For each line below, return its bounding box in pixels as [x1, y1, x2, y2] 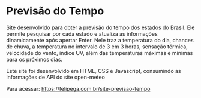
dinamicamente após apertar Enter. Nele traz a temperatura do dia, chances [6, 36, 194, 44]
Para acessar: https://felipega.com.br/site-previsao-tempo [6, 85, 151, 92]
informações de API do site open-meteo [6, 73, 105, 81]
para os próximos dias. [6, 56, 63, 63]
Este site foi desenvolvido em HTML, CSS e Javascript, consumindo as [6, 67, 181, 74]
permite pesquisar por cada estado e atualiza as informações [6, 30, 158, 37]
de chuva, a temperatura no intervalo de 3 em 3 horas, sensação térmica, [6, 43, 188, 50]
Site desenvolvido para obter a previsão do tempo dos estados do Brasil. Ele [6, 24, 195, 31]
